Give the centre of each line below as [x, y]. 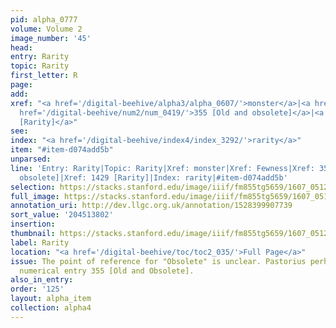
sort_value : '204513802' [62, 215]
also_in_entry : [42, 280]
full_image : [35, 196]
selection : [33, 187]
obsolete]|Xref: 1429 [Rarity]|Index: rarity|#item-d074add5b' [153, 177]
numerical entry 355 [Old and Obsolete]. [107, 271]
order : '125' [37, 289]
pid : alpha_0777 [44, 19]
